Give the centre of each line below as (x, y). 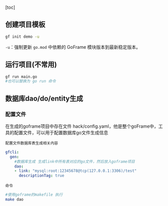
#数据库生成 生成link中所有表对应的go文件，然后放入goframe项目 (75, 161)
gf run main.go (21, 77)
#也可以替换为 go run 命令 (31, 81)
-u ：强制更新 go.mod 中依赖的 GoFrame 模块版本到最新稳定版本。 (73, 47)
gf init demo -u (22, 37)
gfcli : (12, 152)
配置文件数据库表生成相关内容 (32, 143)
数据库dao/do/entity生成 (44, 98)
